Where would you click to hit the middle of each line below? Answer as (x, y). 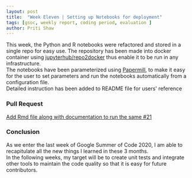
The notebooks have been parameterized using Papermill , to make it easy (96, 70)
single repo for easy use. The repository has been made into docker (89, 51)
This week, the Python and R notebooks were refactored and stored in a (94, 45)
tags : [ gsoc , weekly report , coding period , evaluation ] (79, 22)
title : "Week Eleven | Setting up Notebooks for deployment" (84, 17)
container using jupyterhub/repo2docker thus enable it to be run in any (92, 57)
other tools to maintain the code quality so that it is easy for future (87, 163)
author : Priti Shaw (30, 28)
